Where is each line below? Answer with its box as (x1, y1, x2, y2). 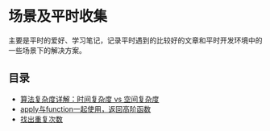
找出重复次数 (19, 114, 63, 124)
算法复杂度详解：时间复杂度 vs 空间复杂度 (19, 94, 160, 104)
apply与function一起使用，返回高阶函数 (19, 104, 152, 113)
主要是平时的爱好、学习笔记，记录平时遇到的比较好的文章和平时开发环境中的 (8, 35, 263, 45)
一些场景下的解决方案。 (8, 45, 86, 55)
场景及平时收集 (8, 7, 108, 26)
